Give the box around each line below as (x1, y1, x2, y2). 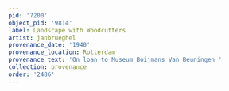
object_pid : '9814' (8, 19, 73, 27)
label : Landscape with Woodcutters (8, 26, 126, 34)
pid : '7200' (8, 11, 48, 20)
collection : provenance (8, 63, 87, 71)
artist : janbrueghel (8, 33, 77, 42)
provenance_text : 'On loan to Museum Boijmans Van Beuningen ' (8, 56, 223, 64)
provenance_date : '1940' (8, 41, 91, 49)
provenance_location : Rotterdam (8, 48, 115, 56)
